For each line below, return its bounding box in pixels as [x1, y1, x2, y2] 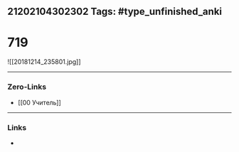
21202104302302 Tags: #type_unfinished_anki [7, 6, 223, 18]
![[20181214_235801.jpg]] [7, 58, 81, 66]
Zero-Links [7, 82, 47, 92]
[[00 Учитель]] [17, 98, 62, 107]
